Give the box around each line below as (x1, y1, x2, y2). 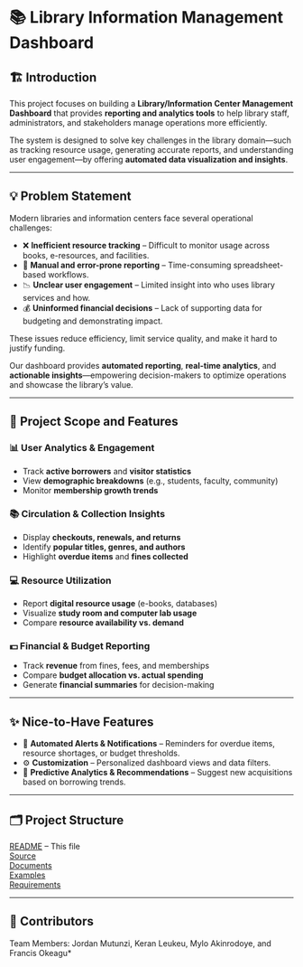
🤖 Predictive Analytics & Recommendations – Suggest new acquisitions (22, 767, 293, 778)
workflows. (48, 268, 89, 280)
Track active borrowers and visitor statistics (22, 465, 192, 476)
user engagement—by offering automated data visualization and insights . (9, 155, 289, 164)
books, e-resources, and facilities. (22, 249, 150, 260)
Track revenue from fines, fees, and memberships (22, 661, 210, 671)
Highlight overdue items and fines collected (22, 550, 189, 561)
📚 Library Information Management (9, 7, 284, 28)
